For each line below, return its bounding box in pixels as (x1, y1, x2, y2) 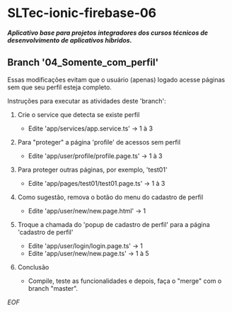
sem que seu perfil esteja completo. (7, 83, 112, 91)
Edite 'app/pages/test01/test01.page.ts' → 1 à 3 (28, 179, 166, 187)
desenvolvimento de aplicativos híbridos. (7, 35, 132, 44)
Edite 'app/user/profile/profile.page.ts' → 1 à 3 (28, 151, 163, 160)
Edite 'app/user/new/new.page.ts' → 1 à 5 (28, 249, 150, 257)
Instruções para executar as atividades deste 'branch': (7, 96, 166, 105)
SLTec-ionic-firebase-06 (7, 5, 157, 21)
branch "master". (28, 284, 79, 292)
